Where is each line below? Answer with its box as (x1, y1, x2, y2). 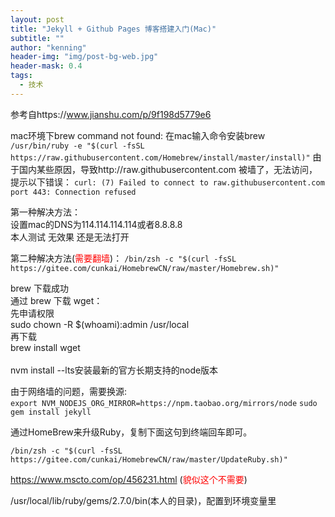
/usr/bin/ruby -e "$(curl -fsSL (10, 141, 145, 151)
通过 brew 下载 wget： (10, 294, 103, 306)
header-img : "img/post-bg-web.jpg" (10, 52, 159, 62)
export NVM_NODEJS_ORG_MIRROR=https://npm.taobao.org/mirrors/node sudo (10, 398, 318, 408)
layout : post (10, 14, 65, 25)
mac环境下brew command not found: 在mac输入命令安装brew (10, 129, 266, 141)
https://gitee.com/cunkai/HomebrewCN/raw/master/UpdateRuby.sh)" (10, 454, 288, 465)
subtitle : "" (10, 33, 65, 43)
